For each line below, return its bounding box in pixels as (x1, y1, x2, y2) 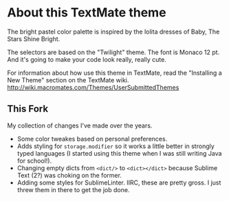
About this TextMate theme (7, 5, 166, 21)
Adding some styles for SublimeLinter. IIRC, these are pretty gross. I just (17, 178, 221, 187)
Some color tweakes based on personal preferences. (17, 134, 168, 143)
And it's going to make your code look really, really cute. (7, 55, 166, 63)
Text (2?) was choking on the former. (17, 171, 122, 179)
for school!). (17, 156, 52, 165)
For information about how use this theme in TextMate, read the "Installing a (7, 69, 222, 77)
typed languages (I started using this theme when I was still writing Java (17, 149, 222, 157)
